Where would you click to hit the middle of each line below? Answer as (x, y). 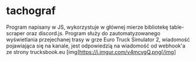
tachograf (31, 11)
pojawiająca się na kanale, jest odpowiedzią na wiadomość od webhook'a (96, 46)
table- (177, 27)
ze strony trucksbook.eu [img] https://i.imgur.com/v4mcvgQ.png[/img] (91, 52)
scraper (16, 33)
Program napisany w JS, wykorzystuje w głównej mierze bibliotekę (87, 27)
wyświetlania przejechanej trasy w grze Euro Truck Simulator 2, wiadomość (98, 39)
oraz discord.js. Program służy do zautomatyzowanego (93, 33)
